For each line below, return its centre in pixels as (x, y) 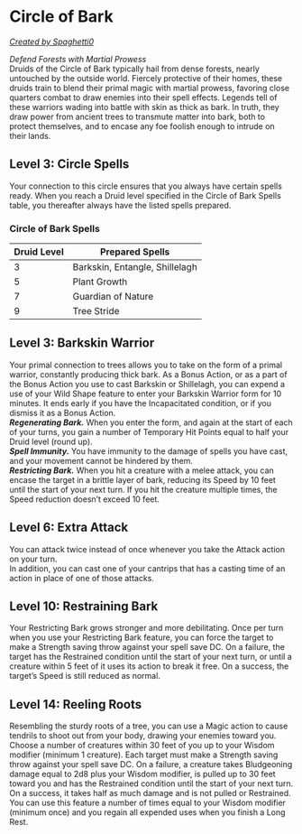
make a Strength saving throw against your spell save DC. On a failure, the (147, 647)
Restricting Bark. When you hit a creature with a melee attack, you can (142, 470)
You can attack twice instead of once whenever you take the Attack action (147, 549)
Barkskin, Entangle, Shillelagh (135, 267)
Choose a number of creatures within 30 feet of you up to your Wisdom (142, 746)
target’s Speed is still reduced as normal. (85, 676)
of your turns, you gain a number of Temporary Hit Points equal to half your (149, 431)
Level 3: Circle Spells (69, 164)
